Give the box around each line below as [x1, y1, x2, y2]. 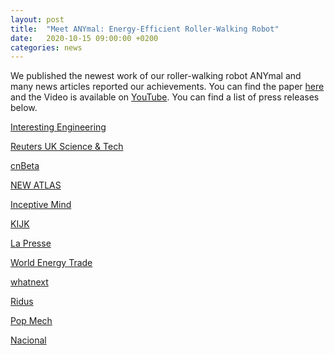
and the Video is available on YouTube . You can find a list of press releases [10, 91, 320, 103]
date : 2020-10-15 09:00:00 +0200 [10, 33, 159, 43]
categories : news [10, 42, 83, 53]
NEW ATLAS [10, 179, 62, 191]
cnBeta [10, 160, 40, 172]
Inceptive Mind [10, 199, 72, 211]
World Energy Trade [10, 257, 93, 269]
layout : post [10, 14, 65, 25]
